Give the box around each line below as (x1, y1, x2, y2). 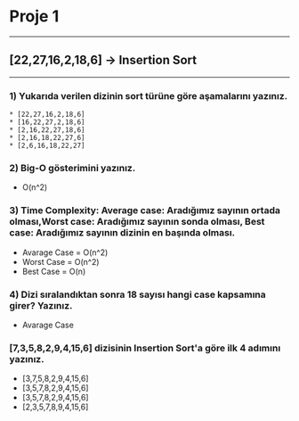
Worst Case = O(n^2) (21, 256, 100, 267)
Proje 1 (9, 6, 60, 27)
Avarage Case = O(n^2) (21, 247, 109, 258)
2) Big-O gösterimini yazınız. (9, 161, 136, 174)
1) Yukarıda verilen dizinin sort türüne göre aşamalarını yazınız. (9, 89, 288, 102)
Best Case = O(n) (21, 266, 86, 277)
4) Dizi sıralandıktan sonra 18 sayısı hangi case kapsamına (9, 288, 267, 301)
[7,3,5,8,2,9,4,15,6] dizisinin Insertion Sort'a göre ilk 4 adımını (9, 342, 281, 354)
